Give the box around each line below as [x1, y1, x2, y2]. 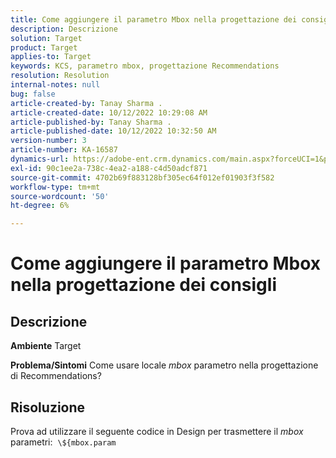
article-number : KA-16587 [10, 145, 118, 155]
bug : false [10, 89, 56, 99]
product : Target [10, 42, 78, 53]
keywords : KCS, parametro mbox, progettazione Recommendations [10, 61, 280, 71]
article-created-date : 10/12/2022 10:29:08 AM [10, 107, 208, 118]
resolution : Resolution [10, 71, 110, 81]
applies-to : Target [10, 52, 92, 62]
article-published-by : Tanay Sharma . [10, 117, 172, 127]
